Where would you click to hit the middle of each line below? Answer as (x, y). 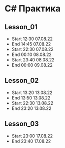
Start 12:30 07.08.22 (32, 39)
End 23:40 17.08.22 (31, 141)
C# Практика (33, 9)
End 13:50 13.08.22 (31, 98)
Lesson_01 (21, 27)
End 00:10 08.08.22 (32, 54)
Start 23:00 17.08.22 (32, 136)
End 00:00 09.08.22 (32, 65)
